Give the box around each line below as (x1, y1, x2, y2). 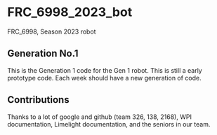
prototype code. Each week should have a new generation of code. (7, 73, 202, 82)
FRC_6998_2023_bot (7, 4, 133, 20)
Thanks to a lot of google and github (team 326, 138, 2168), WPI (7, 113, 192, 121)
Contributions (7, 94, 70, 106)
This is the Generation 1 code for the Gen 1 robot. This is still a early (7, 66, 202, 74)
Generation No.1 (7, 48, 79, 59)
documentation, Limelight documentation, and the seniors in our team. (7, 120, 211, 128)
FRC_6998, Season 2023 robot (7, 27, 96, 36)
